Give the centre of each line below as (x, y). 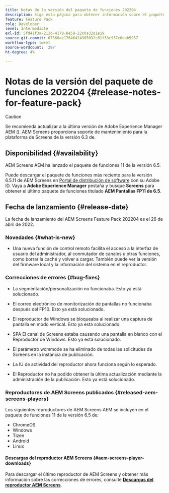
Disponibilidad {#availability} (52, 153)
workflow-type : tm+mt (28, 43)
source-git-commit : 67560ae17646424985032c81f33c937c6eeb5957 (72, 38)
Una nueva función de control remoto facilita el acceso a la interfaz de (85, 249)
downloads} (18, 463)
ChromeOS (24, 424)
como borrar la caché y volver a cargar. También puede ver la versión (84, 259)
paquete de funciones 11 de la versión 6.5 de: (52, 415)
